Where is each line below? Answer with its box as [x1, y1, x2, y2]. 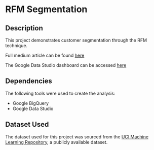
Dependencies [5, 77, 52, 86]
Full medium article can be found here [5, 52, 85, 58]
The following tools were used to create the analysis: [5, 90, 115, 96]
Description [5, 24, 43, 32]
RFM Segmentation [5, 4, 88, 15]
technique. [5, 43, 28, 49]
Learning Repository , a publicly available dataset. [5, 139, 108, 145]
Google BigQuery [12, 100, 49, 106]
